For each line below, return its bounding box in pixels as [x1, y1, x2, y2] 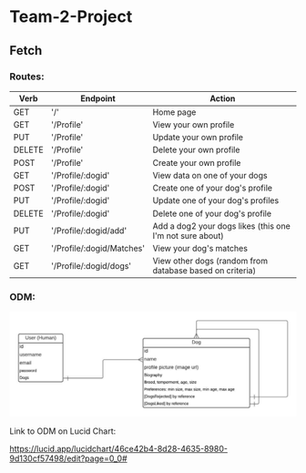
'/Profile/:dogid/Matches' [51, 243, 146, 254]
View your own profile [152, 118, 235, 129]
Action [209, 93, 236, 104]
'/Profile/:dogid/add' [51, 225, 127, 236]
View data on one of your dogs [152, 170, 268, 180]
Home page [152, 107, 197, 118]
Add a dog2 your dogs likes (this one [152, 221, 291, 231]
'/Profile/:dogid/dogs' [51, 260, 132, 271]
